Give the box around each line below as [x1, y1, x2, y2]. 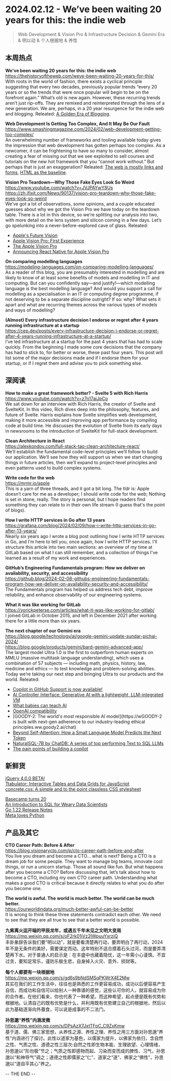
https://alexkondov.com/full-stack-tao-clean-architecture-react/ [5, 443, 140, 449]
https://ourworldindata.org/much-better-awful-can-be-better [5, 906, 134, 912]
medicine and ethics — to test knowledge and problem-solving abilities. [5, 665, 156, 671]
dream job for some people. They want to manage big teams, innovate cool [5, 859, 163, 865]
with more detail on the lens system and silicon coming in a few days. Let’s [5, 217, 162, 223]
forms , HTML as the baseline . [5, 169, 67, 175]
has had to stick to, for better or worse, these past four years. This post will [5, 349, 163, 355]
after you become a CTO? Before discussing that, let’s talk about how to [5, 869, 156, 875]
